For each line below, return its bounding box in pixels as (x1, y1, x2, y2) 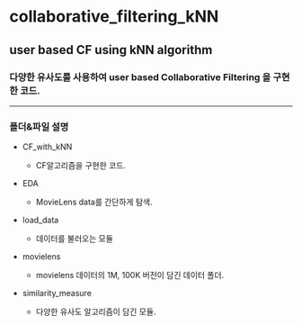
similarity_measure (22, 288, 93, 299)
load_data (22, 214, 59, 226)
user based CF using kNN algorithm (9, 42, 213, 58)
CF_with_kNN (22, 141, 73, 152)
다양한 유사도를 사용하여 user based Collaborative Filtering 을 (9, 70, 271, 83)
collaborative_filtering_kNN (9, 6, 219, 27)
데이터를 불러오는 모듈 (35, 233, 114, 244)
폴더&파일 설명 (9, 120, 69, 132)
